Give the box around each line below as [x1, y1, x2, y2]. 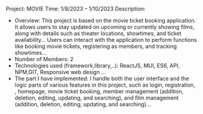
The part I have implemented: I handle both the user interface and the [14, 75, 190, 82]
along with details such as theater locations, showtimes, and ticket [14, 30, 182, 37]
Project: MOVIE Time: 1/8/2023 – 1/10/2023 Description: [5, 5, 146, 12]
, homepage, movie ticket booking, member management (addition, [14, 88, 184, 95]
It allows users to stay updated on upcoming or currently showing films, [14, 24, 195, 30]
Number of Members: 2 [14, 56, 74, 62]
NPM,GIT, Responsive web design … [14, 69, 106, 75]
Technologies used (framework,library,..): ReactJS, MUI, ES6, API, [14, 62, 180, 69]
